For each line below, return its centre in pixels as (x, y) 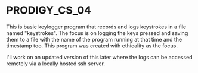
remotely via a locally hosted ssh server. (56, 64)
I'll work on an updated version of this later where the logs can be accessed (99, 57)
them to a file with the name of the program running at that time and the (94, 39)
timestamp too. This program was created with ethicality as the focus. (92, 46)
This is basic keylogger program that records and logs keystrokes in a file (96, 27)
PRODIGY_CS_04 (49, 10)
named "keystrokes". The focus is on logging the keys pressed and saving (97, 33)
